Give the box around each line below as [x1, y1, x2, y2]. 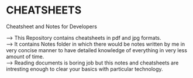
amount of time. [6, 53, 44, 60]
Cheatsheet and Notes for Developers [6, 23, 98, 30]
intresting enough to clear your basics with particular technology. [6, 65, 163, 72]
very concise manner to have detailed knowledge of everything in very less [6, 46, 187, 53]
